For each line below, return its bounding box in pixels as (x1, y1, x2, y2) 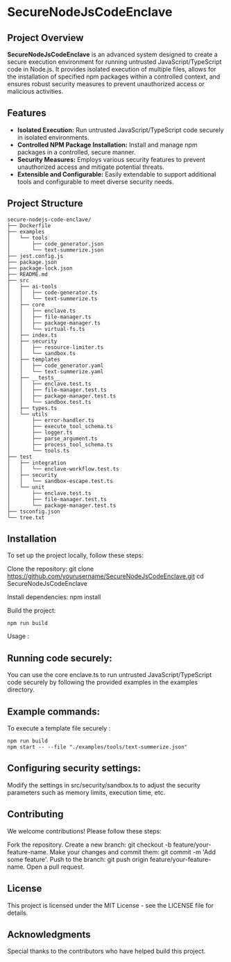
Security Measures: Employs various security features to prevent (17, 155, 206, 163)
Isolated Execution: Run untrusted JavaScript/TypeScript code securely (17, 126, 224, 134)
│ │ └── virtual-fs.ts (7, 325, 85, 332)
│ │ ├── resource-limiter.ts (7, 343, 104, 351)
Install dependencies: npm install (7, 593, 101, 601)
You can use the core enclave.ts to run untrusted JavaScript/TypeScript (7, 671, 212, 679)
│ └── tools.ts (7, 447, 70, 454)
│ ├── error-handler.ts (7, 416, 95, 424)
